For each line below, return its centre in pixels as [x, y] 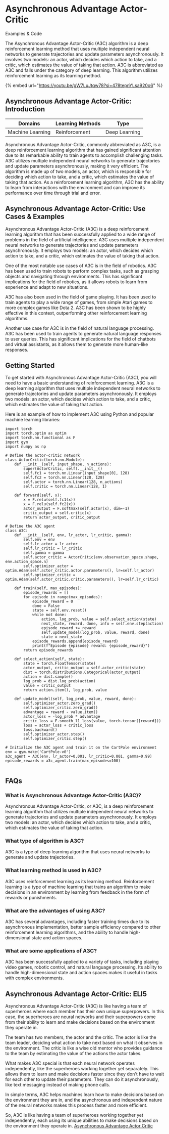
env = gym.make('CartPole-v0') [38, 752]
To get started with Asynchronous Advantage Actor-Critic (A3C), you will [81, 378]
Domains [29, 123]
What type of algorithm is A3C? [45, 841]
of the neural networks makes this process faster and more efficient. [76, 1105]
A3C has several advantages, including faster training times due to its [77, 922]
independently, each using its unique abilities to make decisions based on [82, 1120]
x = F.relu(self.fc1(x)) [49, 500]
